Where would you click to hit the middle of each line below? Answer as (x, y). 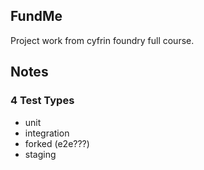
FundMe (36, 16)
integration (47, 133)
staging (40, 154)
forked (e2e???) (57, 143)
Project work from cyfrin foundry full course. (102, 40)
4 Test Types (42, 101)
